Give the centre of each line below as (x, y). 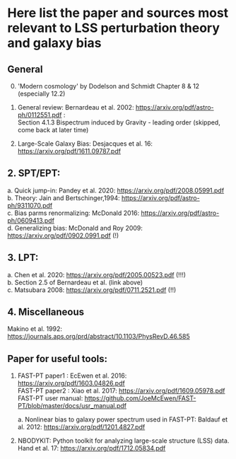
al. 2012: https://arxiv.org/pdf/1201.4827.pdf (81, 427)
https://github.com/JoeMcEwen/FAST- (140, 398)
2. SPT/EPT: (34, 174)
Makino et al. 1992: (35, 329)
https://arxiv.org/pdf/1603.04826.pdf (71, 383)
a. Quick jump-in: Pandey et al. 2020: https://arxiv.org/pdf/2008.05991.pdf (116, 190)
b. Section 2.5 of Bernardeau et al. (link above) (75, 282)
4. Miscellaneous (46, 312)
